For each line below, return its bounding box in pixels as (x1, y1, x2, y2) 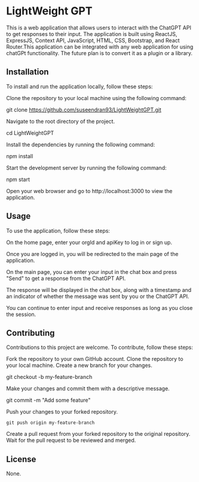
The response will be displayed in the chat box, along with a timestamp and (6, 286, 192, 293)
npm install (6, 152, 33, 159)
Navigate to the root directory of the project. (6, 118, 115, 125)
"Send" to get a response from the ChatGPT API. (6, 275, 126, 282)
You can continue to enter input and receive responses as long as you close (6, 304, 193, 311)
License (6, 454, 36, 464)
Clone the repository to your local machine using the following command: (6, 94, 187, 101)
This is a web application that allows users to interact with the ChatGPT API (6, 24, 191, 31)
